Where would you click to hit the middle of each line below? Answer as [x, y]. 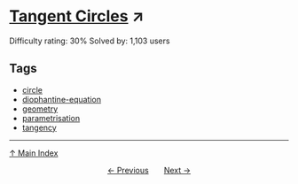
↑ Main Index [34, 153]
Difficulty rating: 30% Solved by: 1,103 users [90, 41]
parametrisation [51, 118]
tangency [39, 127]
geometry [40, 109]
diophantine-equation [62, 99]
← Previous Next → [149, 170]
